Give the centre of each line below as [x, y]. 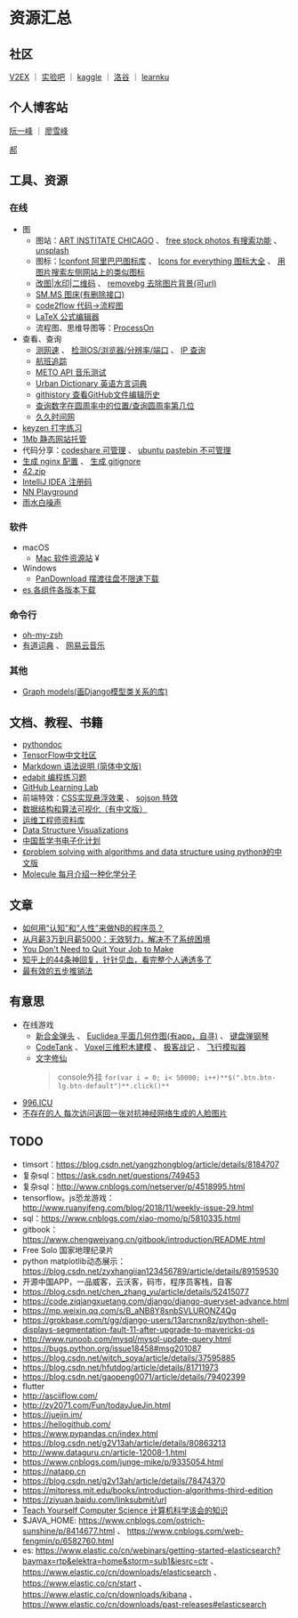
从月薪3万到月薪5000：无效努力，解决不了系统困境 [116, 939]
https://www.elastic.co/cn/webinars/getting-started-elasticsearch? [158, 1550]
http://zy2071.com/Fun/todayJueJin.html [97, 1405]
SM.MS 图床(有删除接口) [80, 294]
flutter [33, 1386]
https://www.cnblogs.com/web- [185, 1531]
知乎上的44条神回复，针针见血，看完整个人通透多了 [117, 960]
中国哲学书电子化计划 [61, 841]
